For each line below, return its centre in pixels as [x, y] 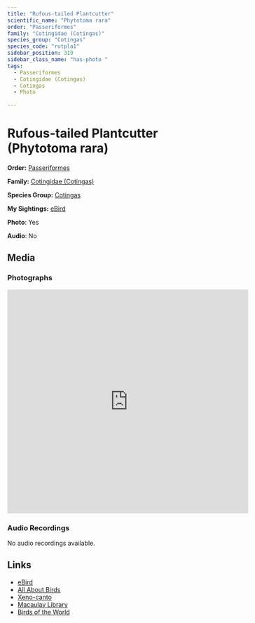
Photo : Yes [23, 222]
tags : [15, 66]
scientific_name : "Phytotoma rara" [59, 20]
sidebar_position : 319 [40, 53]
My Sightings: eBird [36, 209]
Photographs [30, 278]
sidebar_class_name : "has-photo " [58, 60]
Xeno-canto [35, 597]
